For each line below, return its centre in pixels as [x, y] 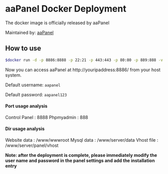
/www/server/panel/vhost [32, 146]
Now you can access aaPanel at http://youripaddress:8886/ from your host [83, 70]
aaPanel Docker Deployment [66, 9]
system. [13, 75]
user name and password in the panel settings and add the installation [80, 161]
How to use [23, 48]
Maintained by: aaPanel [29, 32]
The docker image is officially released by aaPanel [57, 23]
